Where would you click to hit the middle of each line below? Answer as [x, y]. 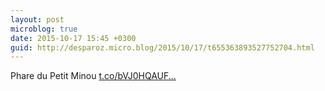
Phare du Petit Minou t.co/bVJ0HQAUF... [93, 76]
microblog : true [44, 29]
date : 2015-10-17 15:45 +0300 [73, 38]
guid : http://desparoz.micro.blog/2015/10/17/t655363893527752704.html [162, 47]
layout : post [37, 19]
